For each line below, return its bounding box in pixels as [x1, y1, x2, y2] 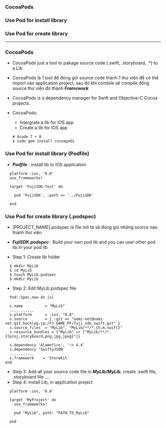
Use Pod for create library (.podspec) [5, 213, 96, 220]
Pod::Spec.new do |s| [9, 295, 54, 300]
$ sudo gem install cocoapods [12, 139, 75, 144]
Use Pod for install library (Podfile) [5, 150, 90, 157]
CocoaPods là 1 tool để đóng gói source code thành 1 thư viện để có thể [12, 75, 159, 81]
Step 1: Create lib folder [12, 254, 60, 260]
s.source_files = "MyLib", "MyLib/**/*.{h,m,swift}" [9, 325, 123, 330]
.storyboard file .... [12, 374, 50, 380]
